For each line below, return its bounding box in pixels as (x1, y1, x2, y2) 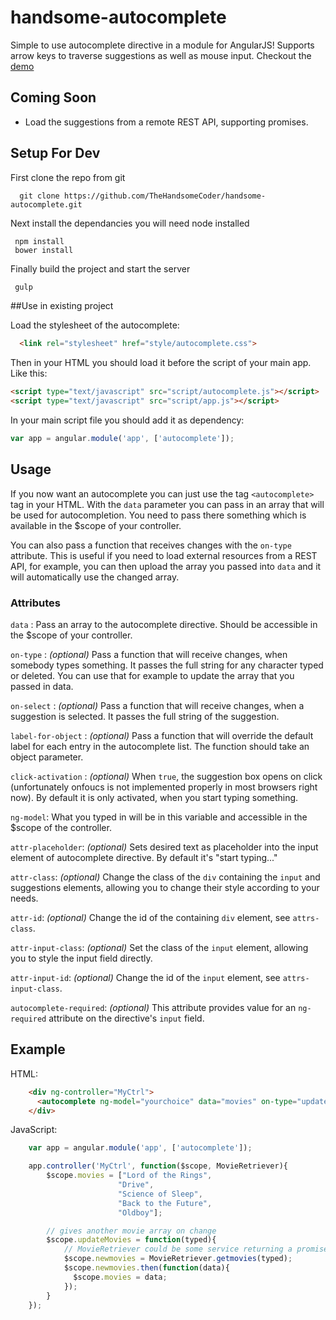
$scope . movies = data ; (73, 1272, 168, 1282)
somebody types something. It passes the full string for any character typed (10, 659, 324, 671)
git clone (19, 191, 60, 201)
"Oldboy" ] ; (117, 1207, 163, 1218)
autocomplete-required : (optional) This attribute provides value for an (10, 1002, 297, 1014)
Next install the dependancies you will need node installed (10, 217, 250, 229)
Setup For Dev (10, 145, 101, 162)
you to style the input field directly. (10, 952, 153, 965)
